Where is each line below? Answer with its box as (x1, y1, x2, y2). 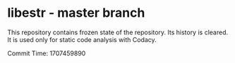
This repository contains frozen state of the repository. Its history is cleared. (7, 28, 228, 36)
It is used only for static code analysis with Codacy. (7, 35, 157, 43)
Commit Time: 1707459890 (7, 49, 86, 57)
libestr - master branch (7, 5, 145, 21)
